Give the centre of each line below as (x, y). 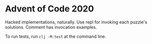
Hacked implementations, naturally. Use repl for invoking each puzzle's (76, 22)
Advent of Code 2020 (50, 9)
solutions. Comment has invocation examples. (51, 27)
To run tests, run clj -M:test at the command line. (56, 36)
